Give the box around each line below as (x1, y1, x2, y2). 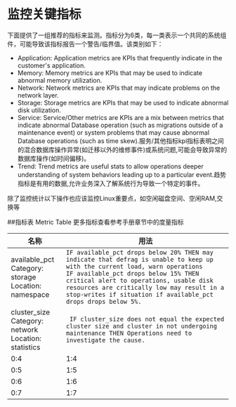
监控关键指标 (7, 6, 82, 22)
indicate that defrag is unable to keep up (65, 255, 214, 263)
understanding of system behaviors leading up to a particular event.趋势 (17, 170, 227, 179)
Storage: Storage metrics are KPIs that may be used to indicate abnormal (17, 98, 229, 107)
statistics (11, 342, 41, 352)
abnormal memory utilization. (17, 76, 103, 84)
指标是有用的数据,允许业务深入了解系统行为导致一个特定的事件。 (17, 179, 204, 187)
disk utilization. (17, 106, 62, 114)
